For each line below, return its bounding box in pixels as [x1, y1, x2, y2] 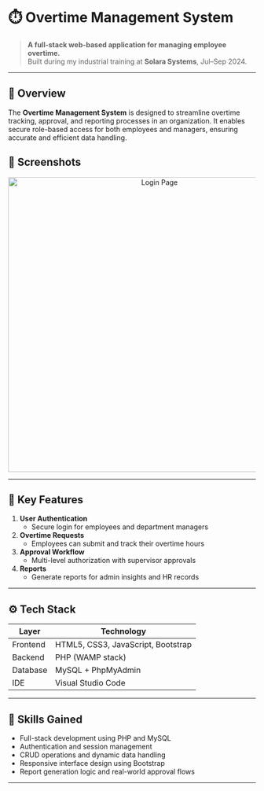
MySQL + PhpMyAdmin [54, 664, 141, 675]
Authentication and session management [19, 742, 152, 751]
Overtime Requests [19, 531, 85, 540]
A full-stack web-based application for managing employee [27, 39, 227, 50]
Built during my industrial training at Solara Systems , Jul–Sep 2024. [27, 57, 247, 66]
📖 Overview [8, 86, 66, 101]
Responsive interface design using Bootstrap [19, 759, 165, 767]
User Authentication [19, 514, 88, 524]
